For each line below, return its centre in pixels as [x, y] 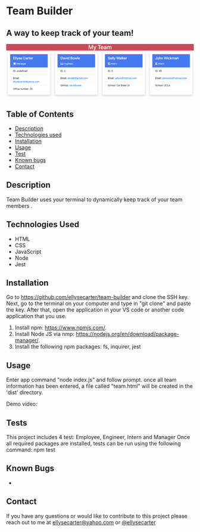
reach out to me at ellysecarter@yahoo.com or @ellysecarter [81, 522]
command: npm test [31, 450]
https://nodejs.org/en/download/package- [128, 334]
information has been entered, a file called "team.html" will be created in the [100, 386]
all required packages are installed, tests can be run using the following [93, 444]
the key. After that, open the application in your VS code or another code [95, 310]
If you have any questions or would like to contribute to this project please [97, 516]
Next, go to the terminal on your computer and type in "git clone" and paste [99, 304]
